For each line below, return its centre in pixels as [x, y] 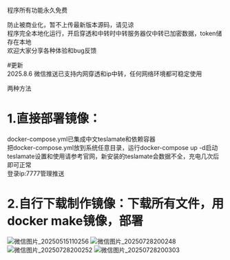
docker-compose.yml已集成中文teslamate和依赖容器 [82, 139]
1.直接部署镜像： [54, 119]
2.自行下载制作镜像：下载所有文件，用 [115, 204]
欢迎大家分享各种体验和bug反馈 [52, 51]
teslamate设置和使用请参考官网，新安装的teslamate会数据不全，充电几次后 [113, 156]
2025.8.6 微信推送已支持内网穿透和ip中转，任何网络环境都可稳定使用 [105, 74]
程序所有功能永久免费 [37, 10]
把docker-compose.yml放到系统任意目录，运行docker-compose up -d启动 [113, 147]
